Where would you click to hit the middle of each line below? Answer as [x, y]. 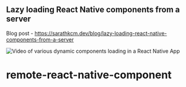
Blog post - [20, 33]
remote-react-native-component [89, 75]
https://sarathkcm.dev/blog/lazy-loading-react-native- [101, 33]
